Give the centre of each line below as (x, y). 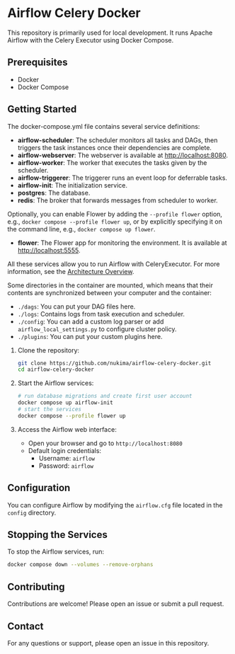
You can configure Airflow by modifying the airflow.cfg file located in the (115, 505)
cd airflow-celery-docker (56, 369)
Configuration (39, 488)
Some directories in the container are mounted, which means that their (110, 285)
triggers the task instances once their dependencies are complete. (115, 147)
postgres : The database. (54, 193)
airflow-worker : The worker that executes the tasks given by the (112, 162)
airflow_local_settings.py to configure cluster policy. (97, 329)
